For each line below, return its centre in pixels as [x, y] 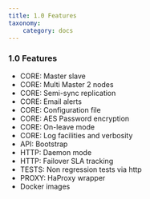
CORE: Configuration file [61, 109]
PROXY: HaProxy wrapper [63, 177]
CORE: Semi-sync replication [68, 93]
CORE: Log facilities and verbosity [76, 135]
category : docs [48, 30]
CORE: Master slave [53, 76]
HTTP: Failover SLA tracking [67, 161]
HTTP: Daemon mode [56, 152]
